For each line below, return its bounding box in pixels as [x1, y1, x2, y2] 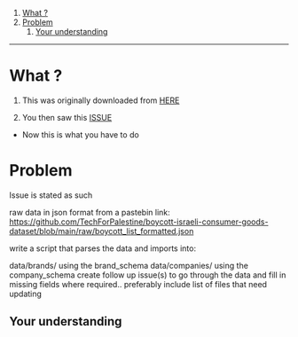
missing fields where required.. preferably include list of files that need [9, 278, 268, 289]
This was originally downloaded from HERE [21, 95, 180, 106]
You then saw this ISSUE [21, 112, 113, 122]
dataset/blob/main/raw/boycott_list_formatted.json [9, 225, 194, 236]
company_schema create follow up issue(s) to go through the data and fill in [9, 270, 286, 280]
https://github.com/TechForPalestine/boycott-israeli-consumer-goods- [9, 216, 269, 227]
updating [9, 288, 43, 299]
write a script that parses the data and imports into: [9, 243, 197, 254]
